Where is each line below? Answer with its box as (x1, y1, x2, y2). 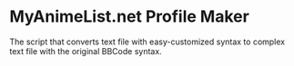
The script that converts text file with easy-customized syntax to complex (9, 36, 285, 47)
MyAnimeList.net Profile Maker (9, 6, 250, 27)
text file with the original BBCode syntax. (9, 45, 162, 56)
